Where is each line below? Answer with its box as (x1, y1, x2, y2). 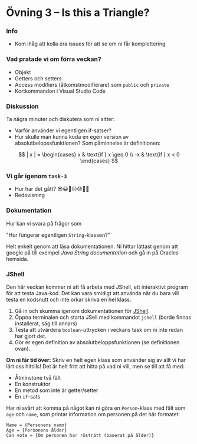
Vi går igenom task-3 (6, 172, 67, 180)
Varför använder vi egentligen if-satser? (14, 127, 112, 134)
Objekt (14, 68, 31, 76)
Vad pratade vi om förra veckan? (6, 55, 101, 63)
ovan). (14, 345, 31, 352)
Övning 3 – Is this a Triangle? (6, 6, 150, 19)
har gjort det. (14, 332, 47, 339)
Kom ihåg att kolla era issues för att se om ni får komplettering (14, 40, 166, 47)
